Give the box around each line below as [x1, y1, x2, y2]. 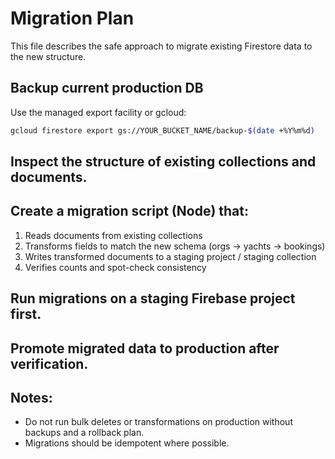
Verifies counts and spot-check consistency [24, 261, 207, 273]
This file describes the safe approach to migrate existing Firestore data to [10, 40, 313, 52]
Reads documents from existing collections [24, 229, 203, 241]
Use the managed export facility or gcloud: [10, 106, 187, 118]
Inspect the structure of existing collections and [10, 153, 317, 171]
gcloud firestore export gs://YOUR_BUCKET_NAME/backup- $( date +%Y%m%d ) [10, 125, 315, 136]
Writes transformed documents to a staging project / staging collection [24, 250, 317, 262]
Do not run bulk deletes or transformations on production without [24, 416, 293, 428]
